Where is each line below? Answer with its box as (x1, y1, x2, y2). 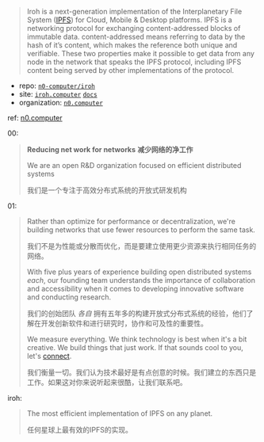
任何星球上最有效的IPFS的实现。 (26, 425, 132, 434)
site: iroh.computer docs (18, 90, 98, 98)
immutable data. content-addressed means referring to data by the (26, 32, 246, 41)
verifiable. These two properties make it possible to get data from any (26, 49, 255, 58)
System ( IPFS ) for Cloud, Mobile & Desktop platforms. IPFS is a (26, 15, 233, 25)
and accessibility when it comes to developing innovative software (26, 284, 244, 293)
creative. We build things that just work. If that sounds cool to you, (26, 343, 243, 352)
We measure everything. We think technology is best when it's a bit (26, 334, 247, 344)
